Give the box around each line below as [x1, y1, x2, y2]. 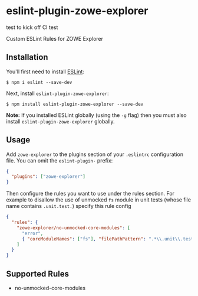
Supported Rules [6, 269, 70, 279]
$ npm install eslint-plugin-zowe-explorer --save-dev [6, 101, 144, 107]
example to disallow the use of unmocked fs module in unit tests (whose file [6, 196, 192, 203]
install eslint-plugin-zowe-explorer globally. [6, 118, 115, 125]
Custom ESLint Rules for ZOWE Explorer [6, 35, 104, 42]
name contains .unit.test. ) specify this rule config [6, 203, 131, 210]
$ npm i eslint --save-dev [6, 79, 72, 85]
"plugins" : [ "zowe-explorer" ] [11, 174, 85, 180]
